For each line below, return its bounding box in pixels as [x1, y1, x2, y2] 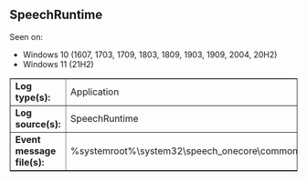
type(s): [15, 91, 51, 104]
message [15, 145, 57, 157]
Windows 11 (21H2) [22, 58, 94, 69]
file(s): [15, 156, 45, 168]
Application [69, 85, 120, 98]
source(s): [15, 117, 61, 130]
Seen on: [9, 31, 44, 42]
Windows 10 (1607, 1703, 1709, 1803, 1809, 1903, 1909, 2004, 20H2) [22, 49, 278, 60]
